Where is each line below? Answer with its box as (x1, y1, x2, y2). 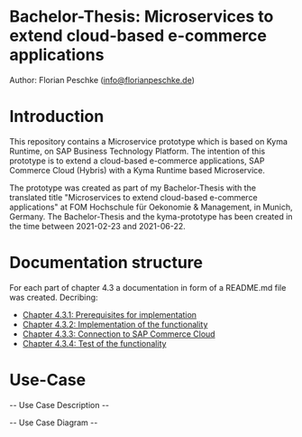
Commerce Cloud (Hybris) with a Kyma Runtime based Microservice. (9, 164, 266, 175)
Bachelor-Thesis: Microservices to (9, 6, 274, 27)
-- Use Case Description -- (9, 399, 110, 410)
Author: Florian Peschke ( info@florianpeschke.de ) (9, 74, 196, 85)
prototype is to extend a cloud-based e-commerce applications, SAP (9, 155, 265, 166)
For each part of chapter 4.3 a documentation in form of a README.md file (9, 282, 287, 293)
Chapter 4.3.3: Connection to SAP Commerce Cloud (22, 328, 215, 339)
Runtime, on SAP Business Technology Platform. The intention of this (9, 145, 266, 156)
